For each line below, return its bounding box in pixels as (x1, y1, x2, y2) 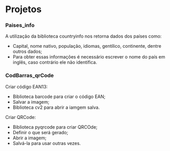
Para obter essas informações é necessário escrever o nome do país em (12, 54, 165, 60)
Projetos (5, 4, 42, 15)
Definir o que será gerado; (12, 129, 68, 135)
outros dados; (12, 48, 42, 54)
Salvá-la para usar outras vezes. (12, 140, 81, 146)
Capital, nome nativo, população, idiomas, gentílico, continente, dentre (12, 43, 162, 49)
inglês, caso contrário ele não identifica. (12, 59, 98, 66)
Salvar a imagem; (12, 99, 50, 105)
